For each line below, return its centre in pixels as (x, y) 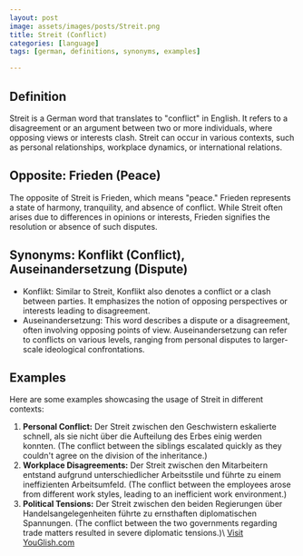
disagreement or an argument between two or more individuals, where (141, 127)
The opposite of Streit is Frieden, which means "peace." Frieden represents (150, 197)
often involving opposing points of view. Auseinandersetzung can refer (155, 330)
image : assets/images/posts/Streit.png (85, 26)
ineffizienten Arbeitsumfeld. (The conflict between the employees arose (157, 485)
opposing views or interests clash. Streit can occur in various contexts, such (152, 137)
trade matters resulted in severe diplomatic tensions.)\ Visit (133, 533)
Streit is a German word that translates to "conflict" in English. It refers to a (149, 118)
